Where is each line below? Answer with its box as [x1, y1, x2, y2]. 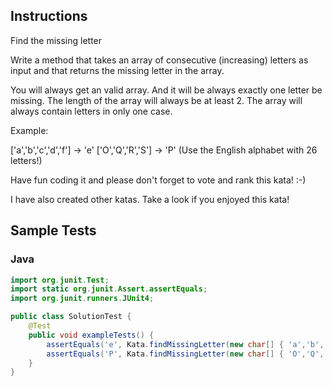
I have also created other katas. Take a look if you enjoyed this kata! [10, 193, 290, 205]
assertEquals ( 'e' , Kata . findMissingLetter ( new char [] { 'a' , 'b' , [46, 339, 325, 349]
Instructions [10, 8, 88, 25]
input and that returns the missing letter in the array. [10, 64, 225, 76]
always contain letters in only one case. [10, 105, 173, 117]
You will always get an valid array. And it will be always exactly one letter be [10, 84, 323, 96]
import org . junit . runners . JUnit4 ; [10, 294, 155, 304]
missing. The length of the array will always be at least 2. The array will [10, 94, 303, 106]
